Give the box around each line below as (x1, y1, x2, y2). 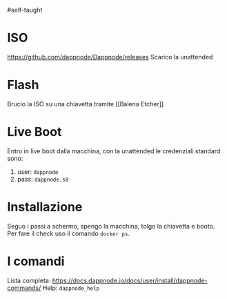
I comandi (7, 253, 65, 269)
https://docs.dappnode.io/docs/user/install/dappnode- (52, 276, 208, 284)
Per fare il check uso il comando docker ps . (7, 229, 130, 238)
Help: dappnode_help (42, 283, 100, 292)
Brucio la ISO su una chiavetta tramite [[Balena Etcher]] (7, 99, 164, 108)
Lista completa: (7, 276, 51, 284)
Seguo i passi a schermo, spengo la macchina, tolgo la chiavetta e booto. (7, 222, 215, 230)
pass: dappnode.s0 (17, 175, 69, 183)
